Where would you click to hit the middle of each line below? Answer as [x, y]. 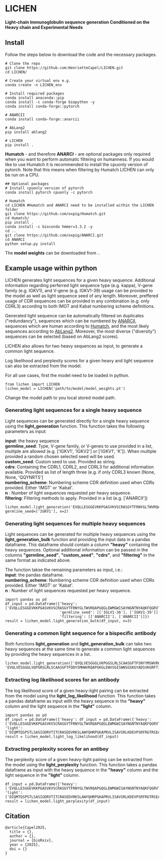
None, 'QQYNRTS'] [24, 477]
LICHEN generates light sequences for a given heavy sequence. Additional [80, 280]
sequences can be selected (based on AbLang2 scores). [62, 336]
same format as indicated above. [38, 560]
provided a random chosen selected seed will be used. [60, 456]
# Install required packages [35, 94]
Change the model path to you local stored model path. [61, 398]
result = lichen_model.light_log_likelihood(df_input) [62, 737]
